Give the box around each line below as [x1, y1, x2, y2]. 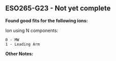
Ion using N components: [5, 27, 58, 34]
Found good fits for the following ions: [5, 17, 88, 23]
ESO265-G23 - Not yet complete [5, 4, 111, 13]
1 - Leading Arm [5, 42, 40, 47]
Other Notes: [5, 50, 34, 56]
